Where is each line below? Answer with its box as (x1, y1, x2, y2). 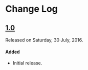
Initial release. (12, 60, 42, 66)
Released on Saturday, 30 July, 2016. (5, 37, 83, 43)
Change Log (5, 3, 58, 15)
